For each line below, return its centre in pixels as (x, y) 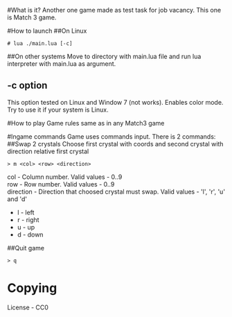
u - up (26, 227)
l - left (26, 212)
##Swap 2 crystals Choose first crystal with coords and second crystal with (115, 144)
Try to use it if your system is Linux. (58, 110)
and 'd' (17, 199)
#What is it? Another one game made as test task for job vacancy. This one (114, 10)
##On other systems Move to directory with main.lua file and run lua (104, 56)
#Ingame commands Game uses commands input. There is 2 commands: (111, 136)
